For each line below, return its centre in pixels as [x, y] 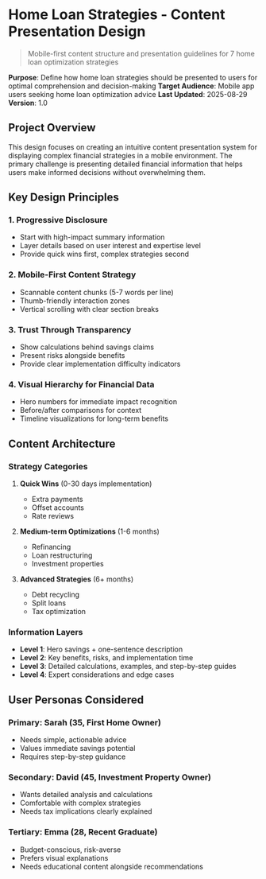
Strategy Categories [48, 466]
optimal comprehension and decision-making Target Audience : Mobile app [131, 86]
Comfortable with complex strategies [80, 803]
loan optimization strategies [73, 62]
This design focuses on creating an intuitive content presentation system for [133, 147]
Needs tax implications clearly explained [86, 811]
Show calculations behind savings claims [87, 347]
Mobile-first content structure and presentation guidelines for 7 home [141, 53]
